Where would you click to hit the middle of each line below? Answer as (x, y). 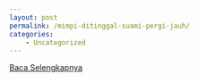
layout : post (34, 17)
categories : (31, 34)
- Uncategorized (56, 42)
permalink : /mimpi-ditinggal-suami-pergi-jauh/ (100, 26)
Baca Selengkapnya (46, 68)
